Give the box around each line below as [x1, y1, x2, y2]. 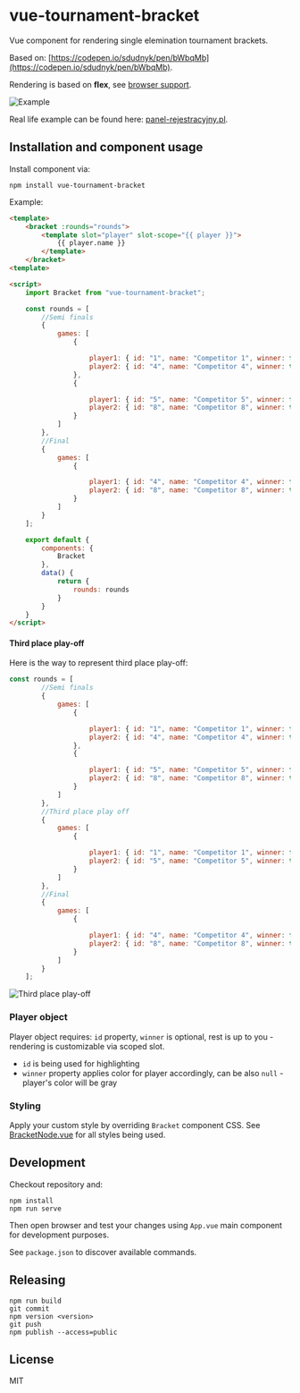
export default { [25, 535, 90, 544]
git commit [9, 1304, 50, 1313]
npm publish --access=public [9, 1328, 118, 1337]
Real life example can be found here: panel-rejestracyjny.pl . [9, 114, 229, 124]
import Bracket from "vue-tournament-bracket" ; [25, 288, 205, 297]
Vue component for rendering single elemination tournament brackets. [9, 35, 269, 46]
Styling [9, 1100, 42, 1112]
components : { [41, 543, 94, 553]
